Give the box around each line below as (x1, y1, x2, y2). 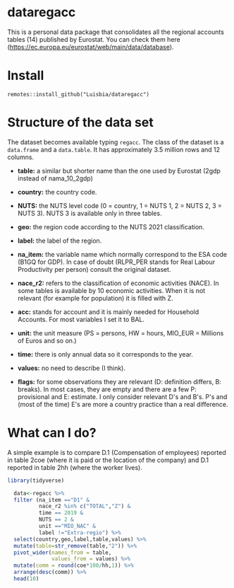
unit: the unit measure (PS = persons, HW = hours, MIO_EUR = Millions (17, 328, 224, 337)
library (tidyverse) (7, 477, 65, 484)
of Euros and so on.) (17, 336, 77, 345)
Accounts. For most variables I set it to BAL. (17, 315, 145, 323)
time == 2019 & (38, 509, 83, 517)
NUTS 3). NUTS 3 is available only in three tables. (17, 209, 162, 217)
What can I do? (7, 425, 97, 441)
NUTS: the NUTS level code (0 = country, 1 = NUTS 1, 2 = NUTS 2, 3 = (17, 201, 222, 209)
